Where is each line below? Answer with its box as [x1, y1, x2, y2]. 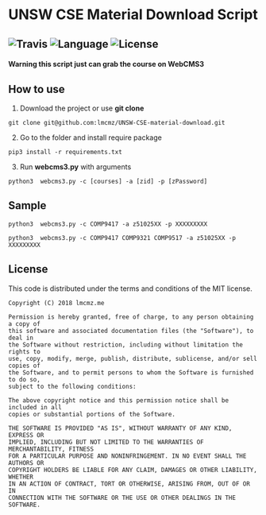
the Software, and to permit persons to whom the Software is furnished [8, 368, 254, 377]
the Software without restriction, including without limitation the [8, 340, 244, 349]
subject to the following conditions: [8, 382, 137, 390]
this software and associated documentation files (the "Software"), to [8, 327, 254, 335]
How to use [8, 82, 65, 96]
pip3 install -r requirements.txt [8, 148, 123, 156]
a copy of [8, 319, 41, 327]
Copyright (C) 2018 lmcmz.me [8, 299, 105, 307]
